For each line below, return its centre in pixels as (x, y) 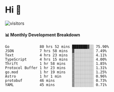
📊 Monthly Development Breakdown (43, 35)
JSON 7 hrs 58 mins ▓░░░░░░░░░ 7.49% (56, 51)
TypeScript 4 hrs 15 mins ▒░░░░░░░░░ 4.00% (56, 60)
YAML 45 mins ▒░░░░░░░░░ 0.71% (56, 85)
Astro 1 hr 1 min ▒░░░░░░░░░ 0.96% (56, 77)
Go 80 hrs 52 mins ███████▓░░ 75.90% (57, 47)
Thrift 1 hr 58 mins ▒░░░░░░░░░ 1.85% (56, 64)
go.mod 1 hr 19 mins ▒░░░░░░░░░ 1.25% (56, 72)
